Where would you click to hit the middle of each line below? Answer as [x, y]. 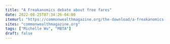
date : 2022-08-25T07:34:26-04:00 [40, 15]
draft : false [19, 33]
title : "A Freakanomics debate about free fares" [59, 10]
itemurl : [14, 19]
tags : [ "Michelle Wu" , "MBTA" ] [38, 29]
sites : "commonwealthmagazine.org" [43, 24]
